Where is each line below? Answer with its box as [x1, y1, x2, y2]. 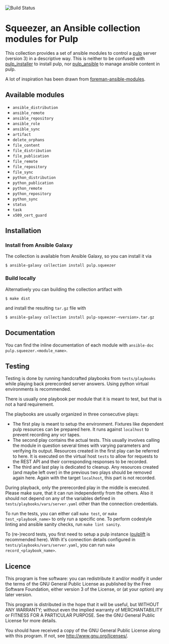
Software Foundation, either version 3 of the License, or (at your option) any [5, 586, 163, 592]
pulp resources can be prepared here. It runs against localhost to [12, 426, 149, 433]
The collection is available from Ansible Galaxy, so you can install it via [5, 253, 152, 259]
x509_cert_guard [12, 213, 47, 218]
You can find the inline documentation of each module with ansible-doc [5, 342, 154, 348]
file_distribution [12, 148, 51, 153]
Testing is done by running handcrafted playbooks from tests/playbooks [5, 375, 156, 382]
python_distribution [12, 175, 56, 180]
